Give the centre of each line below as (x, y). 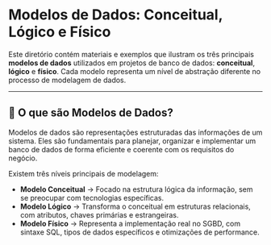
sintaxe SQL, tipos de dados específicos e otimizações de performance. (140, 232)
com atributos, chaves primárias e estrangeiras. (99, 214)
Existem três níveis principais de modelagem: (83, 173)
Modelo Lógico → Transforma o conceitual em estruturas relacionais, (135, 206)
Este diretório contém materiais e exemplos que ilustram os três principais (131, 54)
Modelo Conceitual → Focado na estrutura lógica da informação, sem (136, 189)
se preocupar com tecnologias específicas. (92, 197)
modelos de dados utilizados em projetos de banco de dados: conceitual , (132, 63)
